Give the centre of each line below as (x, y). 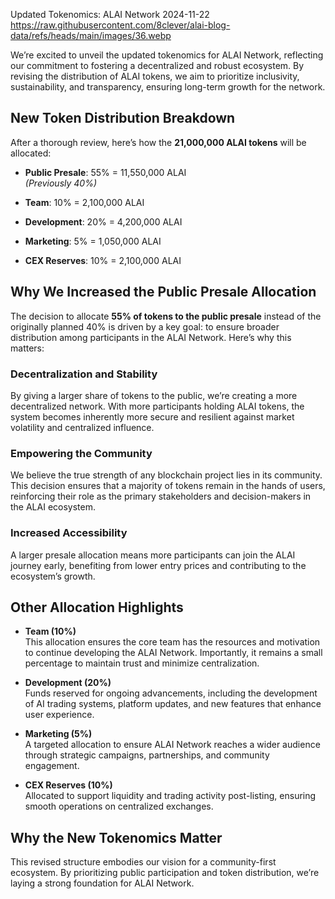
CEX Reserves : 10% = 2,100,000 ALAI (103, 260)
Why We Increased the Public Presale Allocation (163, 292)
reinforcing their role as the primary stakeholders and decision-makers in (161, 496)
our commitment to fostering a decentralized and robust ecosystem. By (157, 65)
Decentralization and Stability (84, 374)
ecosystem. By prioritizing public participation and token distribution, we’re (165, 873)
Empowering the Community (81, 453)
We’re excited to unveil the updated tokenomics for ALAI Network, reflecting (167, 55)
